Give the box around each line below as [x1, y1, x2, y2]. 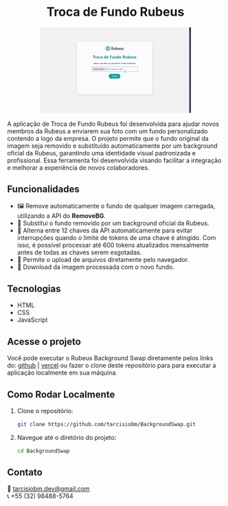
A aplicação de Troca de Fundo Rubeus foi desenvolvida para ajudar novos [7, 120, 220, 128]
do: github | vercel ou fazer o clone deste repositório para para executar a [7, 362, 216, 370]
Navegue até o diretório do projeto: [16, 433, 117, 441]
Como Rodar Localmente [7, 388, 115, 400]
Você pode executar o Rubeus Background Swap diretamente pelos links [7, 354, 214, 362]
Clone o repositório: [16, 406, 73, 415]
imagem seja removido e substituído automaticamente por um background [7, 142, 218, 150]
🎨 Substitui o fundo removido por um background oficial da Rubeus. [16, 219, 209, 228]
